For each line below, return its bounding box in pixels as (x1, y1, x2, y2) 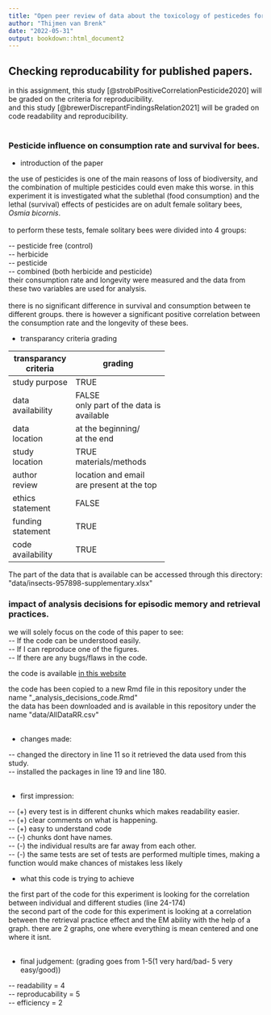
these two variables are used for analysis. (8, 284, 147, 294)
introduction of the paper (19, 158, 103, 168)
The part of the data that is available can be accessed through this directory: (8, 570, 264, 579)
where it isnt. (8, 932, 52, 942)
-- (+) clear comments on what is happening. (8, 815, 158, 825)
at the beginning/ (75, 423, 140, 434)
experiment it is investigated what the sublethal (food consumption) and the (8, 191, 260, 201)
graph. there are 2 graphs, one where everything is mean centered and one (8, 923, 259, 933)
